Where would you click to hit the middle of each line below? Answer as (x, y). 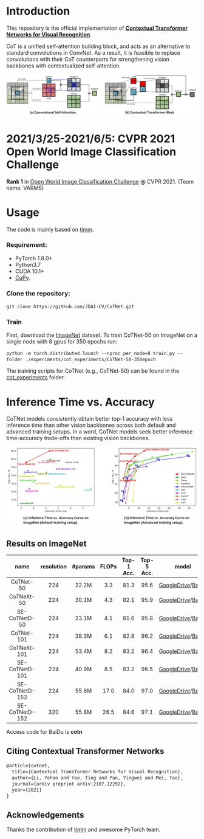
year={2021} (27, 790)
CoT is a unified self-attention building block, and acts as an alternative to (98, 46)
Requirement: (27, 245)
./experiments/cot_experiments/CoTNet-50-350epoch (90, 360)
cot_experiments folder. (36, 378)
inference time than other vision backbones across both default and (91, 425)
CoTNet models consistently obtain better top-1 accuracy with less (90, 419)
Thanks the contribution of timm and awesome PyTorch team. (83, 829)
